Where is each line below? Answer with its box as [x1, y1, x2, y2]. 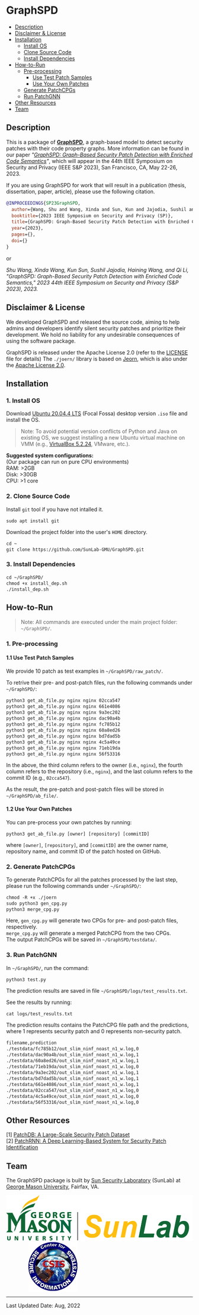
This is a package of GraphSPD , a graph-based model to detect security [6, 138, 184, 146]
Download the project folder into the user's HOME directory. [6, 528, 148, 535]
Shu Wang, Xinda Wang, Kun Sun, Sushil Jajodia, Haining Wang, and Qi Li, [6, 266, 189, 274]
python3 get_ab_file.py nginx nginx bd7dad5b [6, 733, 120, 739]
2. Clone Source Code [6, 492, 70, 500]
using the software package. [6, 337, 76, 344]
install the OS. [6, 416, 40, 423]
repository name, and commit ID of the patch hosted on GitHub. [6, 848, 162, 855]
